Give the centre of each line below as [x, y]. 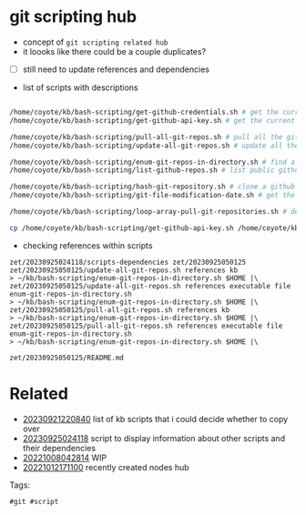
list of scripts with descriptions [80, 87]
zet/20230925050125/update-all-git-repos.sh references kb [124, 270]
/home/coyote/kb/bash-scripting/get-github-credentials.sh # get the [144, 112]
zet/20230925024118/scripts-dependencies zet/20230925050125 [128, 262]
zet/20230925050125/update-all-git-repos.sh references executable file [150, 286]
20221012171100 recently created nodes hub [106, 467]
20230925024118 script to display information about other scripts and [153, 438]
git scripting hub [73, 17]
